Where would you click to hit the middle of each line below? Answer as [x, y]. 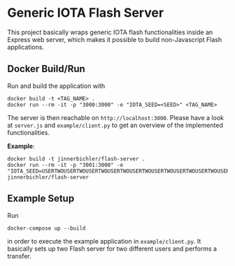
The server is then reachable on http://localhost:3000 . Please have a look [115, 117]
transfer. [19, 256]
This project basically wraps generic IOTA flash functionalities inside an [110, 32]
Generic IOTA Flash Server [86, 13]
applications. [26, 47]
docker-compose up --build [47, 228]
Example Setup [41, 199]
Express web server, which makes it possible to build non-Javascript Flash [115, 39]
